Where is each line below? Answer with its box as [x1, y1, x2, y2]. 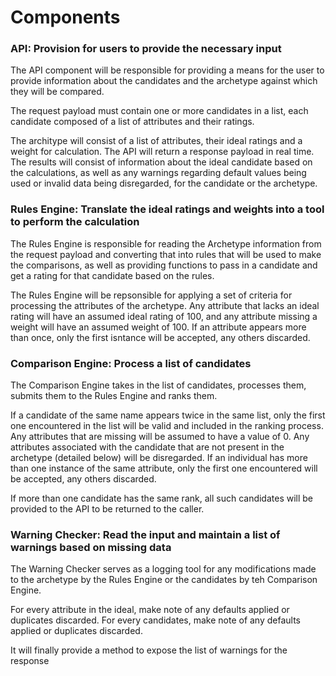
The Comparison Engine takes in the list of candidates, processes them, [10, 379, 307, 391]
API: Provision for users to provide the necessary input [10, 42, 282, 56]
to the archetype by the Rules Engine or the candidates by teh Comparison [10, 574, 318, 586]
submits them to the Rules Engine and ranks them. [10, 390, 218, 402]
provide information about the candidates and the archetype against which [10, 75, 318, 87]
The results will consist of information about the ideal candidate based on [10, 156, 313, 168]
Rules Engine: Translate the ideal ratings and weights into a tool [10, 202, 325, 216]
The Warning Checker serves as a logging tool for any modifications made [10, 563, 317, 575]
